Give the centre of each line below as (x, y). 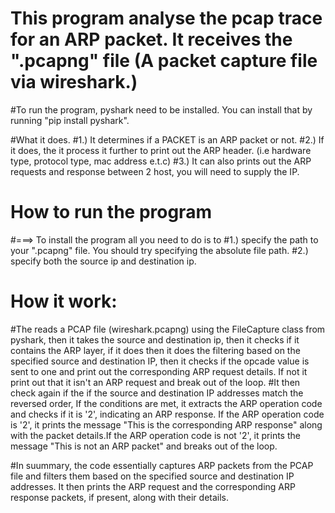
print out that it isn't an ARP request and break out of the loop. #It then (155, 382)
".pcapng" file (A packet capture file (164, 61)
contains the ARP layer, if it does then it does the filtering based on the (155, 350)
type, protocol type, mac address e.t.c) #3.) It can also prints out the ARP (161, 161)
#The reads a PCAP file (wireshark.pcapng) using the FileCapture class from (168, 329)
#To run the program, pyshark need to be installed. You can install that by (161, 109)
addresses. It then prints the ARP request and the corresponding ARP (153, 486)
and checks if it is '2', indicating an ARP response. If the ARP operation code (167, 414)
